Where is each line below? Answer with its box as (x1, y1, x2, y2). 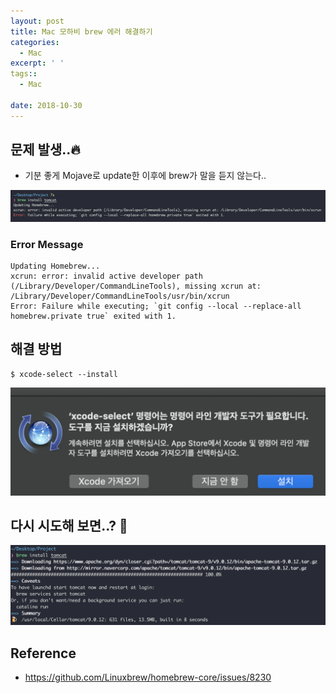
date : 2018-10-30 (10, 100, 83, 110)
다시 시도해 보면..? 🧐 (10, 518, 128, 535)
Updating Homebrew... (10, 261, 101, 271)
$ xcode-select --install (10, 369, 118, 379)
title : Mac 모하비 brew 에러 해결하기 (10, 26, 153, 37)
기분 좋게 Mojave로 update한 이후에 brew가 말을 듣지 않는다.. (24, 170, 267, 182)
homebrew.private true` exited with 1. (10, 311, 177, 321)
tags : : (10, 69, 38, 79)
